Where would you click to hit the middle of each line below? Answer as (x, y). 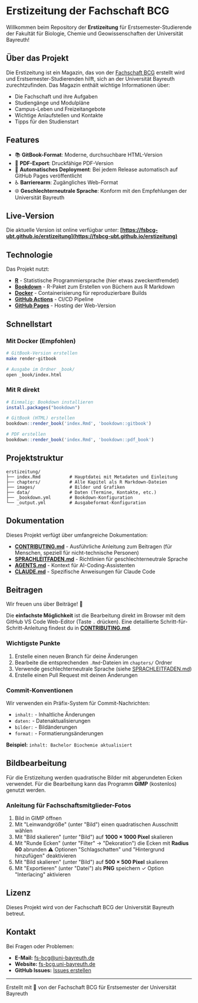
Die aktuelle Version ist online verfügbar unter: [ (64, 230)
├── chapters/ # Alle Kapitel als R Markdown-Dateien (87, 482)
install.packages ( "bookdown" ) (43, 407)
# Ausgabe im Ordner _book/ (41, 369)
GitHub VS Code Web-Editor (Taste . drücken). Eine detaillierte (82, 622)
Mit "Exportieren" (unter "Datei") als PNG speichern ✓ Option (89, 869)
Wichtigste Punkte (33, 643)
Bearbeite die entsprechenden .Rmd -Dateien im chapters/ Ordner (93, 662)
